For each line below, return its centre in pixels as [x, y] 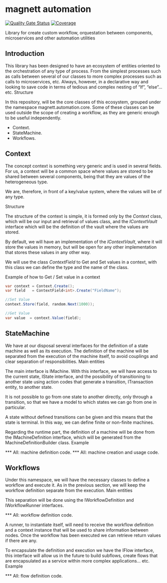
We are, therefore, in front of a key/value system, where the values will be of [83, 191]
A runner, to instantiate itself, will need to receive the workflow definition [79, 525]
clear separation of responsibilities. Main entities [55, 361]
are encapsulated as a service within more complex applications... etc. [78, 561]
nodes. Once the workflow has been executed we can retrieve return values [83, 536]
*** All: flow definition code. [34, 576]
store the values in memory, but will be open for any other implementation [81, 247]
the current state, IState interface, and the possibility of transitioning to [78, 376]
